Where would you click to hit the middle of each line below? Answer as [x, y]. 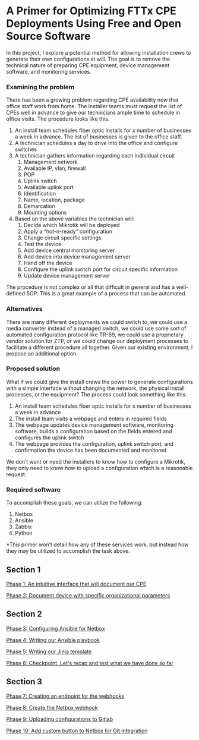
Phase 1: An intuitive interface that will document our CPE [76, 584]
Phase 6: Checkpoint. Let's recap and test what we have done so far [90, 663]
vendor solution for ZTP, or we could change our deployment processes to [97, 341]
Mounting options [45, 213]
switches [26, 149]
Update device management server [67, 276]
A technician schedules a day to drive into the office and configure [96, 143]
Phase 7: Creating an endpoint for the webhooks [65, 696]
